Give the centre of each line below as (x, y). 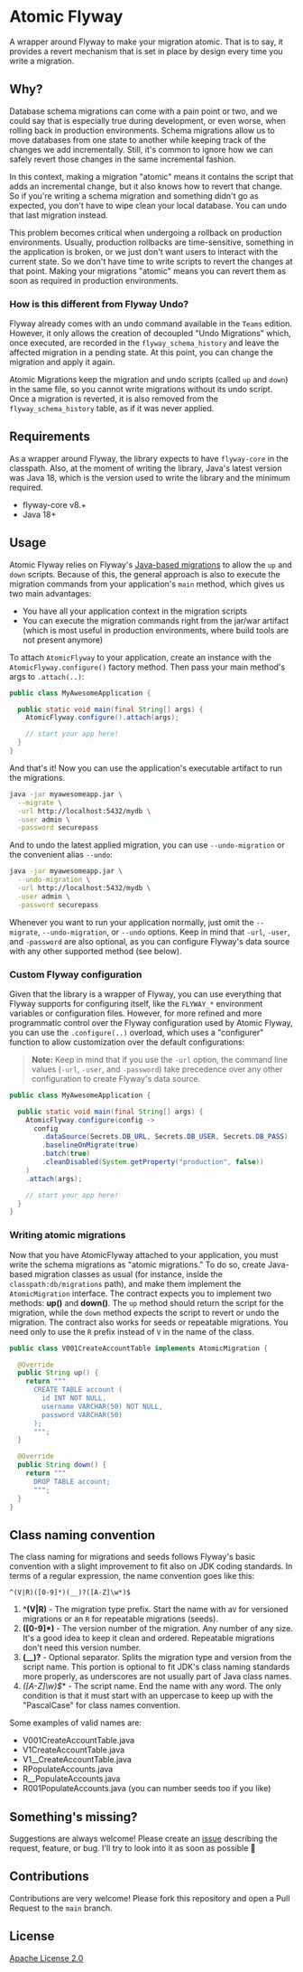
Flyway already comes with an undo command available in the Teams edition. (151, 324)
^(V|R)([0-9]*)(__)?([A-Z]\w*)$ (70, 1592)
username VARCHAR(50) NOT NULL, (103, 1406)
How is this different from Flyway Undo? (99, 304)
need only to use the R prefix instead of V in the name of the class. (132, 1331)
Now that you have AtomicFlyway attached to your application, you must (144, 1254)
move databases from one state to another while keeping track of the (138, 140)
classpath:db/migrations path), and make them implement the (125, 1283)
